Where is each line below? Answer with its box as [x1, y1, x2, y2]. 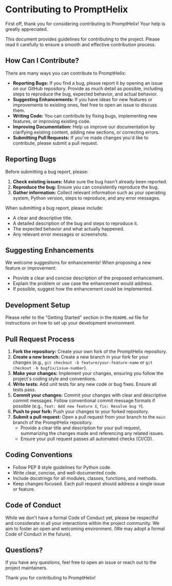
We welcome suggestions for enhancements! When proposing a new [5, 259, 151, 266]
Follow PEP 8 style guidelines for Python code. [12, 464, 112, 470]
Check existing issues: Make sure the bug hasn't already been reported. [12, 178, 167, 184]
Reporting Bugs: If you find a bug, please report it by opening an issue [12, 80, 163, 86]
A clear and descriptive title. [12, 215, 73, 221]
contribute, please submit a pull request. [12, 140, 99, 146]
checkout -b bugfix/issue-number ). [12, 365, 87, 371]
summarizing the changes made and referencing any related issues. [20, 430, 164, 436]
